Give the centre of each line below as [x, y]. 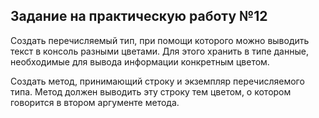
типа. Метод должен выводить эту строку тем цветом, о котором [151, 91]
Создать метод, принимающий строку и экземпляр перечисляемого [157, 81]
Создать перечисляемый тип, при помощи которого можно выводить [160, 40]
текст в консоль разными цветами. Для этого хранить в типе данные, [159, 51]
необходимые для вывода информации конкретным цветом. [140, 61]
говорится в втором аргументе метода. [95, 102]
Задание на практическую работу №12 [139, 16]
